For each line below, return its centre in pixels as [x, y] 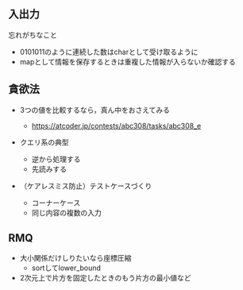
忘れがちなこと [33, 35]
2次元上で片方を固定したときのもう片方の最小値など [105, 278]
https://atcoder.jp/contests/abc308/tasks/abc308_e [116, 126]
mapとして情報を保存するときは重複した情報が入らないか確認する [128, 61]
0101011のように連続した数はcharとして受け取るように [109, 52]
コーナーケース [56, 203]
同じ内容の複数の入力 [66, 212]
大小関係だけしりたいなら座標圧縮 [75, 258]
